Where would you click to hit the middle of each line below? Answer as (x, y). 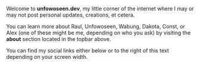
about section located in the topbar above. (59, 39)
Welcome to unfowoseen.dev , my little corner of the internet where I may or (100, 9)
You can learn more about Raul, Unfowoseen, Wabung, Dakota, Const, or (96, 26)
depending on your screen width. (47, 57)
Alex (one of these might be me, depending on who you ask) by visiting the (99, 33)
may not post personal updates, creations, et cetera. (71, 15)
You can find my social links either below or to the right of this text (87, 51)
